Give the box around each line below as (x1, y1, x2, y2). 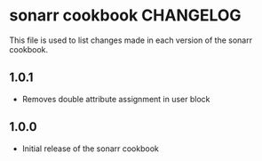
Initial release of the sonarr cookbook (21, 143, 160, 154)
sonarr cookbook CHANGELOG (9, 5, 242, 26)
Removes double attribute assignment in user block (21, 93, 210, 104)
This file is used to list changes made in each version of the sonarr (9, 35, 253, 45)
